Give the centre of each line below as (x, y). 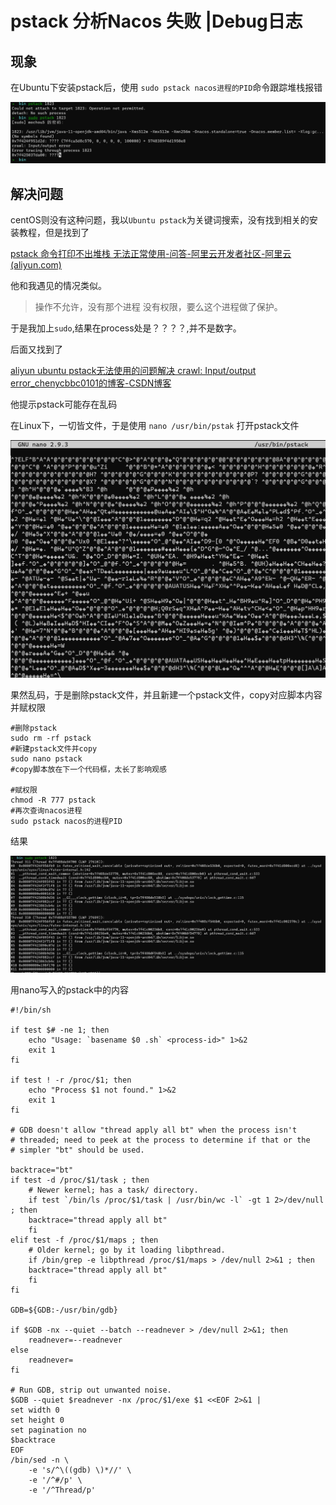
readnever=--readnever (75, 1340)
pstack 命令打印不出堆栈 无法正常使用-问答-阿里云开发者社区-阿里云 (151, 254)
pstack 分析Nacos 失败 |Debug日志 (156, 21)
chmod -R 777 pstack (53, 800)
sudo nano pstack (46, 758)
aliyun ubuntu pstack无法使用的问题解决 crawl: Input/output (133, 371)
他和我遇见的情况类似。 (58, 286)
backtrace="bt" (42, 1170)
